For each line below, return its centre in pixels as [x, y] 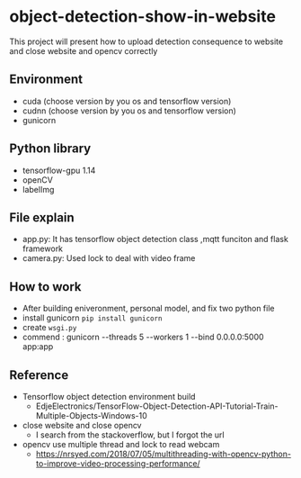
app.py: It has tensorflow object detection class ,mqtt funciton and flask [155, 239]
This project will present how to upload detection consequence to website [146, 41]
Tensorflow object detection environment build [109, 397]
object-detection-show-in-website [143, 17]
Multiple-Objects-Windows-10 [92, 415]
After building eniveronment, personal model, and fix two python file [148, 309]
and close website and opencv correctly [84, 50]
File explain [42, 217]
